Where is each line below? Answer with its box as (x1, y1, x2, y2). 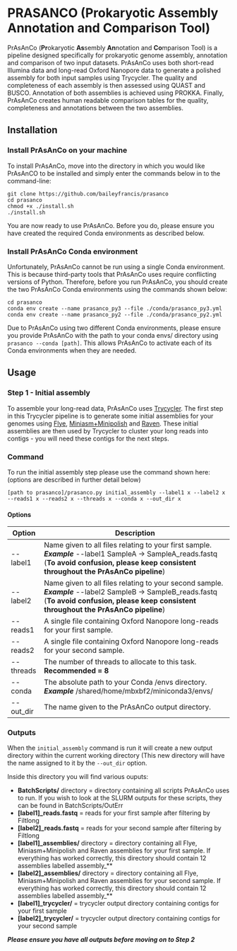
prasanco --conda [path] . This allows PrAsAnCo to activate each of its (7, 338, 212, 347)
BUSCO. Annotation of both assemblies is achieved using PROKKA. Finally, (7, 89, 224, 97)
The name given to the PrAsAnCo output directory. (44, 702, 212, 712)
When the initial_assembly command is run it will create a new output (7, 744, 213, 752)
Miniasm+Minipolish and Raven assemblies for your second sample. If (17, 877, 221, 885)
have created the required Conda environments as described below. (7, 229, 205, 237)
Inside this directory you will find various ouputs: (7, 773, 149, 781)
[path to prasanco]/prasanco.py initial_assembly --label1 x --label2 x (7, 489, 226, 496)
